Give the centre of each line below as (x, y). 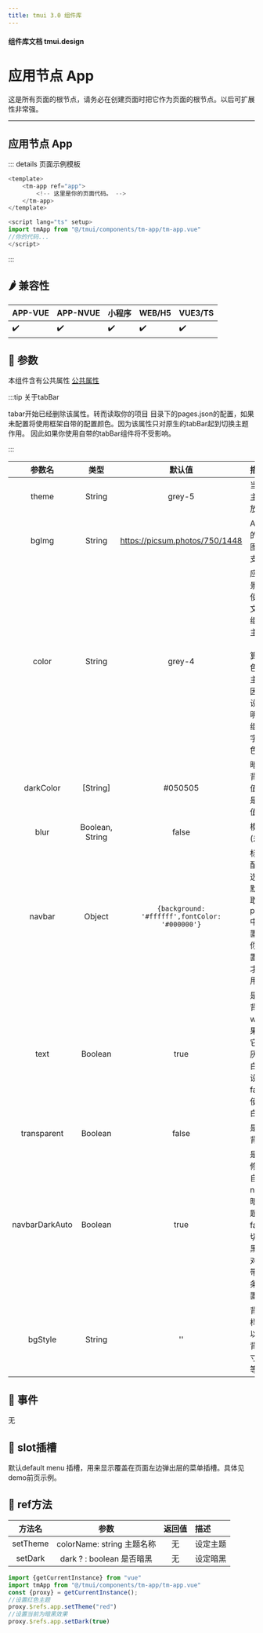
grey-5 (181, 497)
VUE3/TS (196, 312)
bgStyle (42, 1339)
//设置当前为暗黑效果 (38, 1614)
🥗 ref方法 (30, 1505)
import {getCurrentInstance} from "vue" (75, 1578)
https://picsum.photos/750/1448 (181, 541)
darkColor (42, 788)
